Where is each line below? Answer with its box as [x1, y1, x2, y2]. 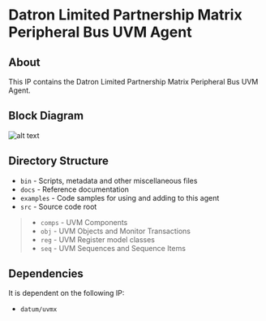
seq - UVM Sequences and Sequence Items [40, 243, 187, 253]
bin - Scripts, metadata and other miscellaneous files [19, 176, 198, 185]
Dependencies [8, 267, 84, 281]
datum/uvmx [19, 306, 58, 314]
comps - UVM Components [40, 217, 128, 227]
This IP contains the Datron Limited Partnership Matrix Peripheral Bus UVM [8, 77, 259, 86]
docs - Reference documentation [19, 184, 130, 194]
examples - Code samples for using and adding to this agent [19, 193, 220, 202]
